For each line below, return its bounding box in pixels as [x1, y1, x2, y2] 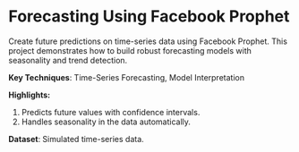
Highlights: [8, 89, 51, 100]
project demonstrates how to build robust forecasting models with [8, 45, 252, 55]
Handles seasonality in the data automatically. [21, 116, 192, 127]
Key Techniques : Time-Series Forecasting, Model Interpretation [8, 72, 245, 82]
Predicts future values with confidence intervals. [21, 106, 201, 117]
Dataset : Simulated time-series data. [8, 133, 144, 144]
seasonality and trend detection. [8, 55, 128, 65]
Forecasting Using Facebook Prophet [8, 6, 290, 27]
